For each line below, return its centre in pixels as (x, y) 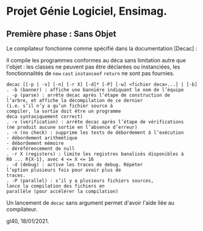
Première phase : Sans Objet (61, 34)
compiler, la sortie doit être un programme (64, 111)
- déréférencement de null (41, 148)
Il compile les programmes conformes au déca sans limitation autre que (96, 60)
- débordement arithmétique (42, 138)
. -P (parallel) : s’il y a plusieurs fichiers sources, (80, 181)
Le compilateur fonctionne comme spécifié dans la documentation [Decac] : (102, 48)
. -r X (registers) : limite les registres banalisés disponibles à (95, 154)
